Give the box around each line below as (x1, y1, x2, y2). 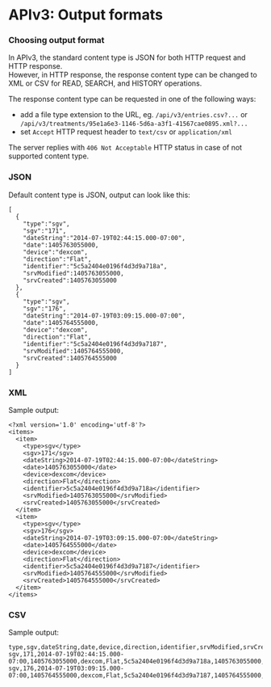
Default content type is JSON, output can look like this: (8, 190, 191, 200)
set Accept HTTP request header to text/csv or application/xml (19, 127, 232, 137)
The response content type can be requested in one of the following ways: (8, 95, 256, 104)
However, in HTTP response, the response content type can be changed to (8, 70, 258, 80)
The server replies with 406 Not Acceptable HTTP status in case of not (8, 143, 243, 153)
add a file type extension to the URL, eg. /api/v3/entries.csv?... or (19, 110, 248, 120)
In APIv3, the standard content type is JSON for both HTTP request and (8, 53, 246, 62)
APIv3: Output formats (8, 6, 164, 24)
